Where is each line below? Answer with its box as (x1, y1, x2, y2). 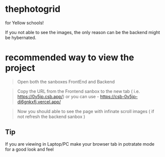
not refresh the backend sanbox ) (17, 114, 85, 119)
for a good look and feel (5, 146, 54, 152)
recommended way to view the (5, 52, 134, 63)
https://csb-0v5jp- (100, 93, 138, 99)
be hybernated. (5, 35, 37, 40)
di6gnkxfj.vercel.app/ (17, 99, 61, 105)
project (5, 63, 36, 74)
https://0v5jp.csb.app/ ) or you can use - (17, 93, 99, 99)
